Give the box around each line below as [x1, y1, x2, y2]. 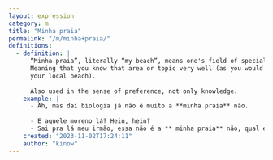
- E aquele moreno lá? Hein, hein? [29, 117, 151, 125]
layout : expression [8, 11, 75, 20]
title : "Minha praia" [8, 27, 82, 35]
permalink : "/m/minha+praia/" [8, 34, 111, 43]
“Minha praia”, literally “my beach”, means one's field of [29, 57, 238, 65]
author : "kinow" [23, 139, 79, 148]
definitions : [8, 42, 53, 50]
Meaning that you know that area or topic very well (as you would [29, 65, 264, 73]
